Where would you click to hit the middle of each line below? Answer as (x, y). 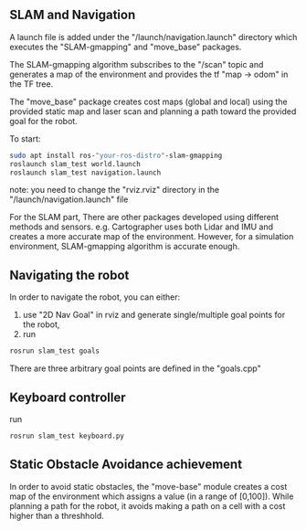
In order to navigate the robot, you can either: (95, 297)
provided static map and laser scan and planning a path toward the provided (153, 111)
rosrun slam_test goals (55, 351)
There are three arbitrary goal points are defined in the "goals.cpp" (136, 368)
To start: (25, 138)
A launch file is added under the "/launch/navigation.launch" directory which (153, 37)
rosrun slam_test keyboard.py (67, 436)
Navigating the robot (69, 275)
